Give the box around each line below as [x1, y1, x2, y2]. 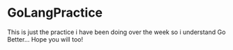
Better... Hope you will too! [7, 35, 84, 43]
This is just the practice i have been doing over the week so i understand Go [7, 28, 226, 36]
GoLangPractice [7, 5, 103, 21]
